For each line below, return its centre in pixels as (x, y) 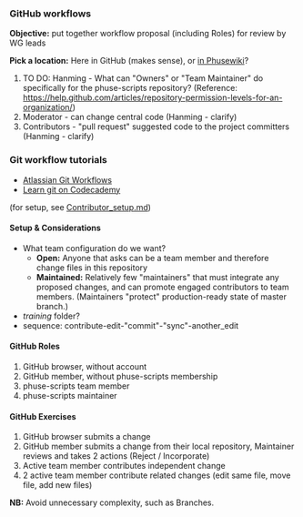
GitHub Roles (35, 346)
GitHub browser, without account (85, 366)
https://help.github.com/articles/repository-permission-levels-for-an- (152, 97)
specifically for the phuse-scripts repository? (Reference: (130, 88)
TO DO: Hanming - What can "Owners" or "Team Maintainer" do (143, 78)
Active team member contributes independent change (124, 466)
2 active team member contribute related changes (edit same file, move (157, 475)
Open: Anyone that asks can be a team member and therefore (152, 258)
